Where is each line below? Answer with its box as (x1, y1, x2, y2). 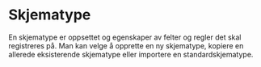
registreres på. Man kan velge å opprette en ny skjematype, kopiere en (8, 40, 244, 50)
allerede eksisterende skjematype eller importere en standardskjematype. (8, 49, 254, 59)
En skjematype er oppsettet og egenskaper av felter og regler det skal (8, 32, 242, 42)
